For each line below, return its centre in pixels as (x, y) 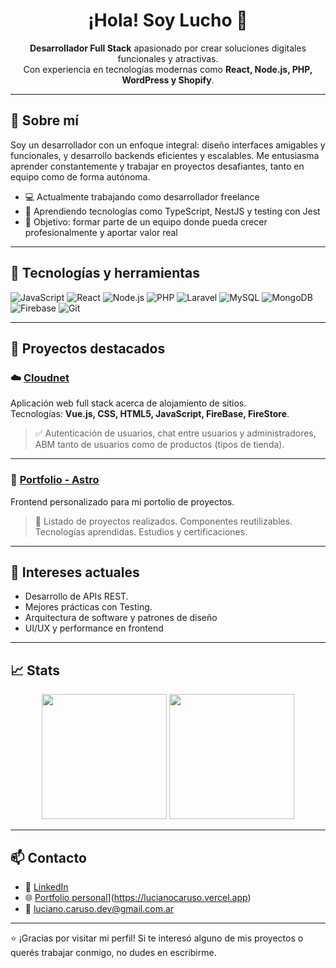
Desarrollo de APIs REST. (76, 596)
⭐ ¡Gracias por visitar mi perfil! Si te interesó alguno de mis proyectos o (157, 938)
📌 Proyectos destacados (88, 348)
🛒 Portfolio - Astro (55, 480)
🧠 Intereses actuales (75, 572)
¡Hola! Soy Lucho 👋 (168, 20)
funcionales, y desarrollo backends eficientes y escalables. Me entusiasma (165, 155)
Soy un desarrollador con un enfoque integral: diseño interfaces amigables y (168, 145)
